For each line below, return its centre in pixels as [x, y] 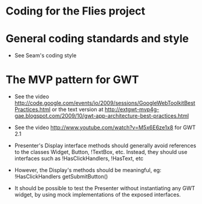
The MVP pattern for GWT [73, 80]
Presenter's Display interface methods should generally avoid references [105, 145]
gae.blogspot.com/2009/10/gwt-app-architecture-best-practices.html [102, 116]
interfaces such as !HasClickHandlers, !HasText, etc [79, 159]
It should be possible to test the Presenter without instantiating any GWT [105, 188]
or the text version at [78, 109]
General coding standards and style [97, 39]
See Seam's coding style [45, 56]
